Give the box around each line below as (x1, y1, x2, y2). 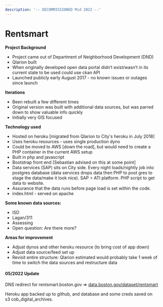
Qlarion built (12, 59, 37, 65)
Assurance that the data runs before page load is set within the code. (12, 185, 151, 191)
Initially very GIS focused (12, 114, 62, 120)
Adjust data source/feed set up (12, 249, 74, 255)
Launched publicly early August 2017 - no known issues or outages (12, 74, 147, 81)
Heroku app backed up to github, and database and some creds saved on (5, 291, 153, 297)
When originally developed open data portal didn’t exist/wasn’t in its (12, 64, 148, 70)
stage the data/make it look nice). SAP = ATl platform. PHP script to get (12, 175, 155, 181)
